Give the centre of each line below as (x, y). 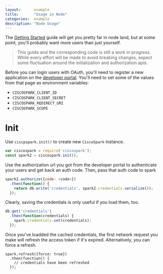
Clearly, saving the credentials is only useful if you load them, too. (72, 202)
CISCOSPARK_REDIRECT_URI (38, 103)
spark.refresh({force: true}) (36, 254)
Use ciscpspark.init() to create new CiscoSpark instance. (65, 142)
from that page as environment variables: (47, 83)
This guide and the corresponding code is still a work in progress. (84, 52)
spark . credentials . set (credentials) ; (53, 221)
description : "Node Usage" (33, 23)
